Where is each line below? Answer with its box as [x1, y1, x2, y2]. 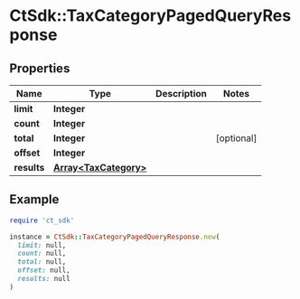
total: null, [17, 257, 67, 266]
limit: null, [17, 240, 67, 249]
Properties [9, 61, 70, 76]
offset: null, [17, 266, 70, 276]
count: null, [17, 249, 67, 258]
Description [155, 88, 208, 99]
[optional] [215, 132, 258, 145]
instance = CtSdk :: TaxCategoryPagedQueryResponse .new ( [9, 232, 220, 241]
